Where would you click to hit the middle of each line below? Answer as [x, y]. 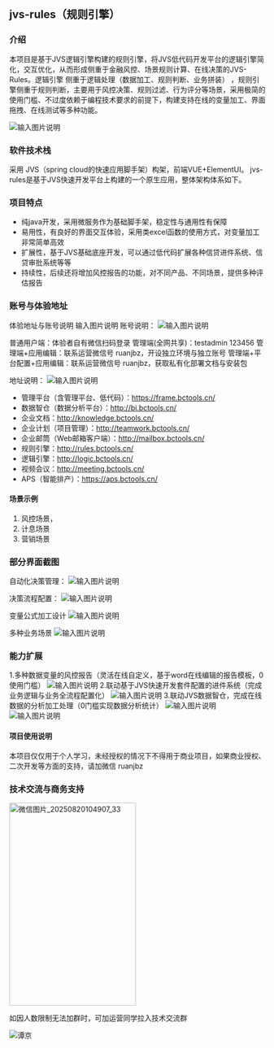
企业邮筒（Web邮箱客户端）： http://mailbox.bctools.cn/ [113, 438]
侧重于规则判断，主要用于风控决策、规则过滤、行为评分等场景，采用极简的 [141, 89]
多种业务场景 [30, 633]
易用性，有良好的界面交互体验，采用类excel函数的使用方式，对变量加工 [140, 232]
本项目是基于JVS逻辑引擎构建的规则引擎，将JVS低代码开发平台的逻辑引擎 [133, 59]
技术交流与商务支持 [47, 789]
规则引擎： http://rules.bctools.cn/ [77, 448]
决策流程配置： [34, 598]
